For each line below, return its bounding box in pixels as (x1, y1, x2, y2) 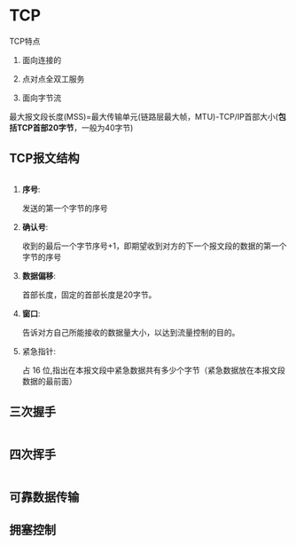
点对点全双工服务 (21, 73, 85, 84)
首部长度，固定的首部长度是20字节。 (21, 289, 157, 300)
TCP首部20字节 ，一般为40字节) (16, 122, 134, 133)
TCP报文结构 (9, 151, 80, 166)
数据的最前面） (21, 375, 77, 386)
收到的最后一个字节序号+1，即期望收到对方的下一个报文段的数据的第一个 (21, 241, 287, 251)
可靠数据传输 (9, 489, 80, 504)
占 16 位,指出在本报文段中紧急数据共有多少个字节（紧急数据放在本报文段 (21, 365, 286, 375)
